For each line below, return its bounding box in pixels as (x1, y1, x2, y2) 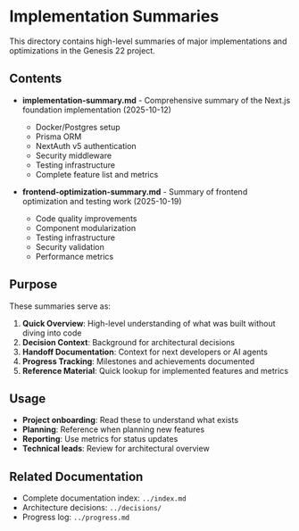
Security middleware (35, 150, 112, 161)
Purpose (9, 277, 58, 292)
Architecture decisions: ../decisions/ (21, 502, 162, 513)
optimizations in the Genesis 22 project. (9, 45, 156, 55)
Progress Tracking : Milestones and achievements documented (21, 355, 255, 367)
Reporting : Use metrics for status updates (21, 434, 179, 444)
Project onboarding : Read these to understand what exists (21, 415, 239, 426)
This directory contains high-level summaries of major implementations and (9, 36, 287, 46)
